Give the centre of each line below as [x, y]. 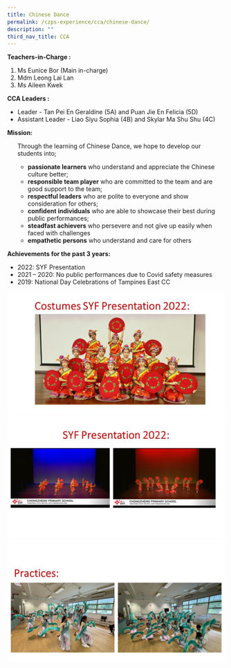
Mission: [20, 133]
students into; [37, 154]
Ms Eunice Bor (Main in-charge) [63, 71]
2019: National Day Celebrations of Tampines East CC [94, 282]
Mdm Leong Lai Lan [45, 78]
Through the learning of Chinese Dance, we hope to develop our [109, 146]
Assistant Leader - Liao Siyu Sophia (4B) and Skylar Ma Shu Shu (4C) [116, 119]
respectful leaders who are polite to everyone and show [108, 197]
